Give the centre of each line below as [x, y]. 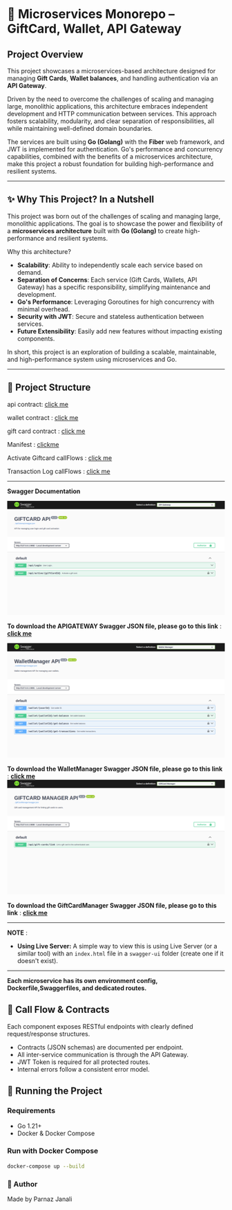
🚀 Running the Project [55, 1091]
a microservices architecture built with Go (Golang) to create [95, 230]
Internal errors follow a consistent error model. [83, 1069]
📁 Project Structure [49, 388]
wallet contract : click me [43, 417]
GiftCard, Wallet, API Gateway [94, 29]
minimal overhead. [43, 309]
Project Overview [45, 54]
